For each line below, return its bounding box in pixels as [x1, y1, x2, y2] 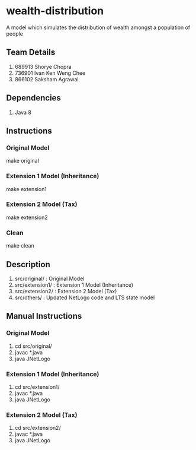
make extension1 [6, 185, 47, 192]
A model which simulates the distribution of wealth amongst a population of [6, 24, 191, 31]
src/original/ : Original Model [14, 275, 85, 282]
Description [6, 259, 50, 270]
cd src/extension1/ [14, 383, 60, 390]
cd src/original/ [14, 343, 52, 350]
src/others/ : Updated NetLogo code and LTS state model [14, 294, 155, 301]
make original [6, 157, 40, 164]
